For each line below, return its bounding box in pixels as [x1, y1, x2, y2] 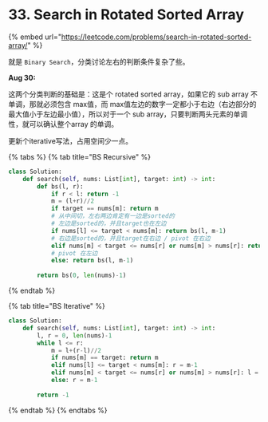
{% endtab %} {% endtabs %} [8, 405, 108, 415]
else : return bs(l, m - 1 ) [50, 257, 134, 265]
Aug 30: [8, 73, 36, 82]
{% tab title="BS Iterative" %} [8, 302, 106, 311]
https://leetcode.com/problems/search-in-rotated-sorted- [61, 32, 252, 41]
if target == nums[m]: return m [50, 205, 159, 213]
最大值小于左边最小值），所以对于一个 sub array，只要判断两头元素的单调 [8, 109, 248, 119]
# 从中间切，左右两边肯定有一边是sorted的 [50, 212, 175, 220]
